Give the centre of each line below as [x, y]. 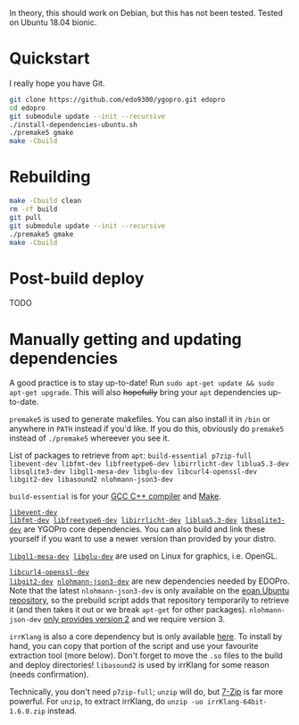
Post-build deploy [77, 278]
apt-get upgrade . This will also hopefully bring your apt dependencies [138, 392]
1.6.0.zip [28, 712]
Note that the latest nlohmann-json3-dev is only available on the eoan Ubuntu [149, 591]
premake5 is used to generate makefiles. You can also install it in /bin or [140, 419]
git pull [25, 217]
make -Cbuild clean [46, 201]
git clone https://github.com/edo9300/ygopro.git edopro [117, 99]
